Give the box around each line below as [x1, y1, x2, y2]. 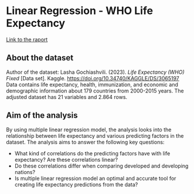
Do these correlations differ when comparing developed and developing [14, 162, 189, 169]
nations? [14, 168, 36, 175]
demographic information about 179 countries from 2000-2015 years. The [6, 87, 184, 94]
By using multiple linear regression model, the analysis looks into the [6, 126, 172, 133]
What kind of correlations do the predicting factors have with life [14, 149, 171, 156]
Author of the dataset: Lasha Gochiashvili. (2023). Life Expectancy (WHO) [6, 69, 185, 76]
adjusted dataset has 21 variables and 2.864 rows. [6, 93, 128, 100]
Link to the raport [6, 36, 48, 43]
